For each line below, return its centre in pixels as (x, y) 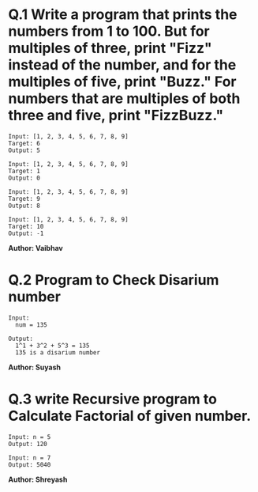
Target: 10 (26, 226)
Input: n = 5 (30, 437)
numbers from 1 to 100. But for (109, 31)
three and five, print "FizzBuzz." (116, 115)
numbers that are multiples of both (124, 98)
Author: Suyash (35, 367)
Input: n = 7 (30, 458)
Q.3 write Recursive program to (112, 399)
